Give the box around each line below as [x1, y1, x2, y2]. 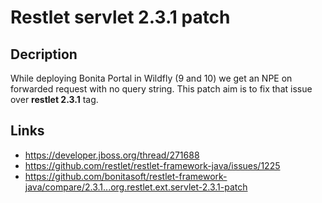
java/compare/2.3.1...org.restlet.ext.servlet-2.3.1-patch [24, 181, 248, 193]
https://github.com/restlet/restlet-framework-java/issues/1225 [24, 159, 281, 171]
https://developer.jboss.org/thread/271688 [24, 149, 200, 161]
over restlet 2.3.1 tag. [10, 94, 99, 105]
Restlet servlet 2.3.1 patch [10, 6, 231, 29]
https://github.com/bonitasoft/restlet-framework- [24, 170, 228, 182]
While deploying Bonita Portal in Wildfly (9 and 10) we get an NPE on [10, 72, 293, 84]
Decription [10, 46, 78, 63]
